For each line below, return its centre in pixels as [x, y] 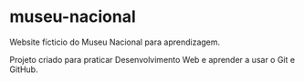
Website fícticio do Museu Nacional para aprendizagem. [115, 42]
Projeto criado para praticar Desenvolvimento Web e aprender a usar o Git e [152, 59]
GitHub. [24, 69]
